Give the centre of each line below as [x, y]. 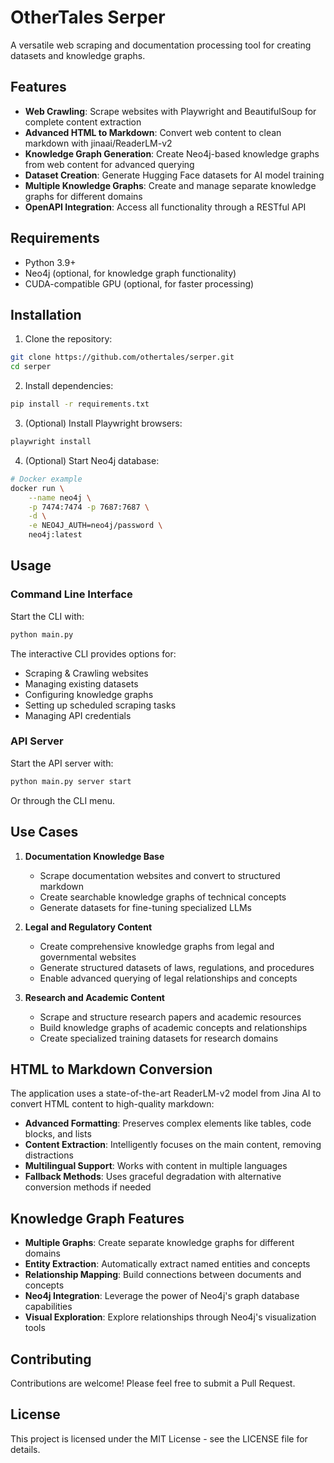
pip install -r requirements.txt [80, 404]
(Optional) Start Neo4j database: [92, 460]
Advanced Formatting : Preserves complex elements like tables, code [168, 1123]
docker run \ [37, 488]
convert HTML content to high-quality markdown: [112, 1104]
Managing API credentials [78, 715]
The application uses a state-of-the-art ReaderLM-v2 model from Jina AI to [166, 1093]
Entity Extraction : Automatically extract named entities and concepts [167, 1264]
